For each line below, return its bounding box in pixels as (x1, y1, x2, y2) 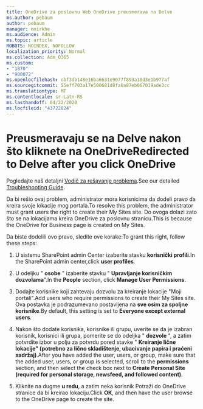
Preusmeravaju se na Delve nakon (6, 131, 181, 145)
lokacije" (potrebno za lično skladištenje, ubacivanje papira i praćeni (15, 345, 193, 352)
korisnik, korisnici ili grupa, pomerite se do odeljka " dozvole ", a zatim (15, 332, 191, 340)
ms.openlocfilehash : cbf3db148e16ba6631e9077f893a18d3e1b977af (6, 77, 170, 83)
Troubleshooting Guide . (6, 184, 66, 191)
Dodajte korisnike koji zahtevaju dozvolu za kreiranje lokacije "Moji (15, 288, 182, 295)
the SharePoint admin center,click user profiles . (15, 258, 136, 265)
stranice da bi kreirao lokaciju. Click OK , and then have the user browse (15, 389, 193, 396)
